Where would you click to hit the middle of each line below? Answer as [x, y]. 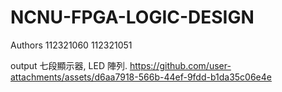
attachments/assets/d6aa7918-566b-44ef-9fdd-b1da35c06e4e [141, 77]
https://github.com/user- [180, 65]
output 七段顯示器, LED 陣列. [69, 65]
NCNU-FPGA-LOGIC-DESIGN [132, 17]
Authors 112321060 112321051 [71, 45]
